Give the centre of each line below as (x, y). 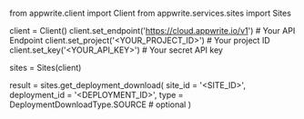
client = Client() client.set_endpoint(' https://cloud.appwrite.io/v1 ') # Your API (152, 30)
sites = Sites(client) (46, 68)
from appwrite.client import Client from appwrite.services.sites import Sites (150, 13)
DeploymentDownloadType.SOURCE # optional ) (101, 104)
